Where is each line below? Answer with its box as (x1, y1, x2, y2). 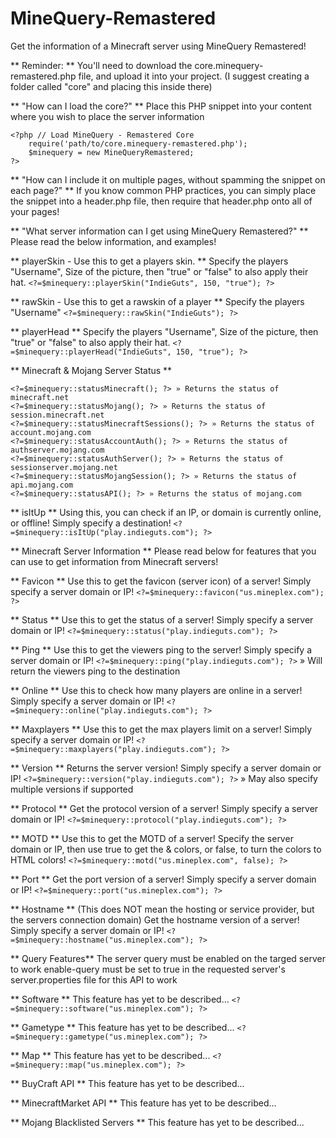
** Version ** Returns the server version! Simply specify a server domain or (10, 762, 322, 774)
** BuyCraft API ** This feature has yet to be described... (10, 1077, 245, 1089)
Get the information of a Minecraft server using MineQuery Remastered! (10, 40, 307, 52)
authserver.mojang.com (10, 445, 105, 455)
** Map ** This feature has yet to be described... (10, 1049, 211, 1061)
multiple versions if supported (10, 783, 134, 795)
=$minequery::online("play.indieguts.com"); (10, 705, 199, 716)
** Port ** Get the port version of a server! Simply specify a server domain (10, 873, 317, 885)
